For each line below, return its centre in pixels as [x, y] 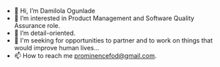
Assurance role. [37, 25]
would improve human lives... [57, 48]
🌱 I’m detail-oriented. [45, 33]
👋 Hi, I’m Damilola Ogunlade [54, 11]
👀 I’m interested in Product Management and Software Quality [104, 18]
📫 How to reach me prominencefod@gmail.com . [85, 55]
